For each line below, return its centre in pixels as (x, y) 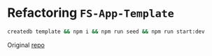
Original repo (26, 45)
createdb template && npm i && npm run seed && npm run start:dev (106, 31)
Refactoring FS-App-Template (91, 13)
